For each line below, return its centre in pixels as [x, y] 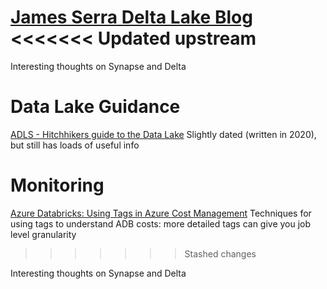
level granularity [43, 234]
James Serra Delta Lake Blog [131, 17]
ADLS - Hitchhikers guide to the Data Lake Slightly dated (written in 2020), [163, 134]
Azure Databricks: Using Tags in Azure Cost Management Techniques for [161, 213]
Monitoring [57, 185]
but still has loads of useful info [75, 145]
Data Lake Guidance [95, 107]
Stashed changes [220, 253]
